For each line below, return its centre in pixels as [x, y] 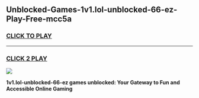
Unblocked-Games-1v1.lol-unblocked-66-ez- [92, 10]
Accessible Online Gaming [39, 88]
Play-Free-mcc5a [39, 19]
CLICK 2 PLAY [27, 58]
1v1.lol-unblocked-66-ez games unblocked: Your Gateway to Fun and [93, 82]
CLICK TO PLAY [29, 36]
